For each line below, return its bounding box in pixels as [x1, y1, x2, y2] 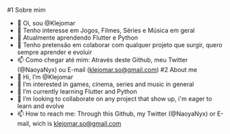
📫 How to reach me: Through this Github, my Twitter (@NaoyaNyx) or [16, 109, 216, 118]
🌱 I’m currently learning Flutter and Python [16, 88, 137, 95]
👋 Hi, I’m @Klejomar [16, 73, 73, 81]
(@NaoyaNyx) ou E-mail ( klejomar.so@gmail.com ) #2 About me [16, 66, 198, 74]
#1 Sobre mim [7, 6, 46, 14]
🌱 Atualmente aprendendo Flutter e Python [16, 33, 139, 42]
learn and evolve [16, 102, 65, 110]
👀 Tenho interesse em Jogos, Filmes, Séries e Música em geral [16, 27, 195, 34]
